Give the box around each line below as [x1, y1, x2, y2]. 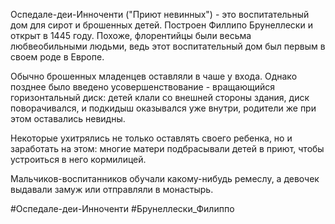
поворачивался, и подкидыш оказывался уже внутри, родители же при [10, 102, 317, 114]
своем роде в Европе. [10, 51, 105, 63]
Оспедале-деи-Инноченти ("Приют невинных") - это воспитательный [10, 9, 310, 20]
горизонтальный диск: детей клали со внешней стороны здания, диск [10, 92, 310, 103]
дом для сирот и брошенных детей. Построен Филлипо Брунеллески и [10, 19, 313, 31]
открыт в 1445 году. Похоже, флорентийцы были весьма [10, 30, 252, 41]
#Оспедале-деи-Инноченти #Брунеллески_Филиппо [10, 203, 235, 214]
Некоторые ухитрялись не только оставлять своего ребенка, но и [10, 132, 293, 144]
